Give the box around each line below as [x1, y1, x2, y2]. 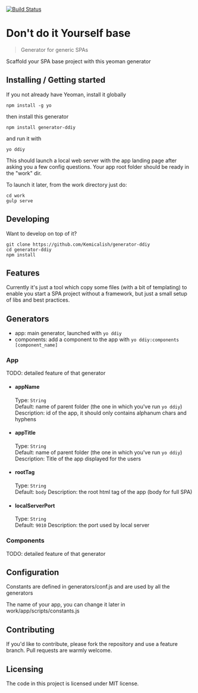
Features [6, 268, 40, 278]
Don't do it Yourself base [6, 27, 131, 40]
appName [14, 383, 40, 391]
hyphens [14, 415, 37, 423]
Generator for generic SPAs [20, 46, 89, 53]
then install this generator [6, 113, 69, 120]
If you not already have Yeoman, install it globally [6, 91, 126, 98]
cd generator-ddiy [6, 246, 52, 253]
